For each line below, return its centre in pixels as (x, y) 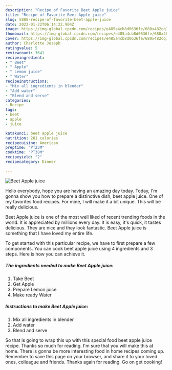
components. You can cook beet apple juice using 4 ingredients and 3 (79, 248)
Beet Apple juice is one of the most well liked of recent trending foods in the (85, 217)
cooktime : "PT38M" (25, 152)
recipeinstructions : (27, 81)
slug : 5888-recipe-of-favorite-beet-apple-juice (58, 19)
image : (12, 29)
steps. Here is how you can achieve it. (45, 254)
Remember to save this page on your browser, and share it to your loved (81, 356)
